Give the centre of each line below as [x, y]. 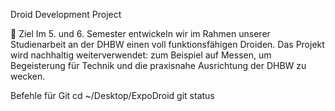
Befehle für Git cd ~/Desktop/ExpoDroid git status [112, 95]
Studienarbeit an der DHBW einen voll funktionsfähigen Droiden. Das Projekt [167, 44]
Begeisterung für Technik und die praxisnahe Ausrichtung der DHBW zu [158, 65]
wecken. [28, 76]
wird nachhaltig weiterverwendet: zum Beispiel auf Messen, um [141, 55]
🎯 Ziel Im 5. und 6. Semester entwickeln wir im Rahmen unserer [140, 33]
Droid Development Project [66, 14]
